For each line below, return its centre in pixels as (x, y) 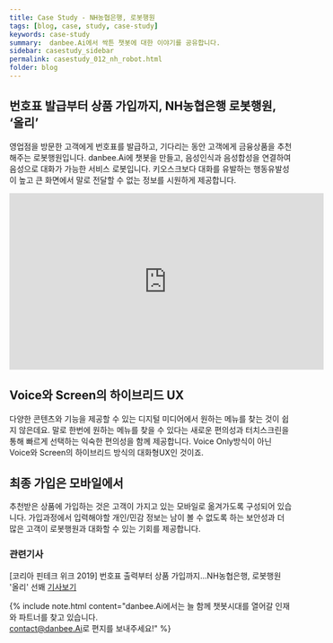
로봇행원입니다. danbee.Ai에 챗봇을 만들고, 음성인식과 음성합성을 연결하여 (162, 157)
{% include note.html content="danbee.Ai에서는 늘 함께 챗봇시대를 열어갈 (141, 605)
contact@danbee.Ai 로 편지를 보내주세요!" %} (91, 628)
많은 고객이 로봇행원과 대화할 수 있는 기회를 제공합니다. (105, 529)
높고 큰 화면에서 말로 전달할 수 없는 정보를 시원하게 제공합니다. (127, 179)
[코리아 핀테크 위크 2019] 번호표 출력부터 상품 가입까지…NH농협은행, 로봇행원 (145, 576)
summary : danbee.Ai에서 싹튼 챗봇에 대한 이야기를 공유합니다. (115, 43)
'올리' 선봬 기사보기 (43, 587)
